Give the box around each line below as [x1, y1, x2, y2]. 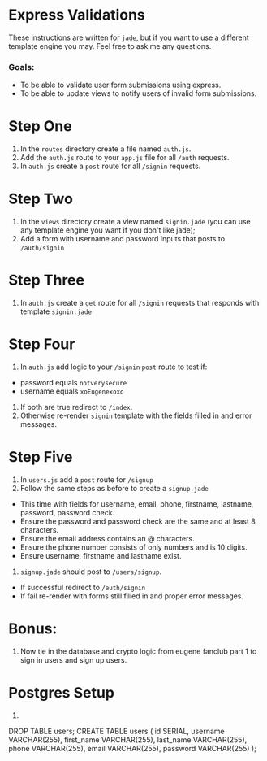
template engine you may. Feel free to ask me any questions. [8, 41, 212, 50]
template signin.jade [19, 307, 92, 316]
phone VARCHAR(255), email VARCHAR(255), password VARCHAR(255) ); [8, 743, 257, 753]
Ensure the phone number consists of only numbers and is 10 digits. [19, 542, 248, 552]
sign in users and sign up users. [19, 654, 127, 664]
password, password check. [19, 507, 115, 517]
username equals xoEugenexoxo [19, 386, 124, 396]
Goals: [8, 61, 35, 72]
